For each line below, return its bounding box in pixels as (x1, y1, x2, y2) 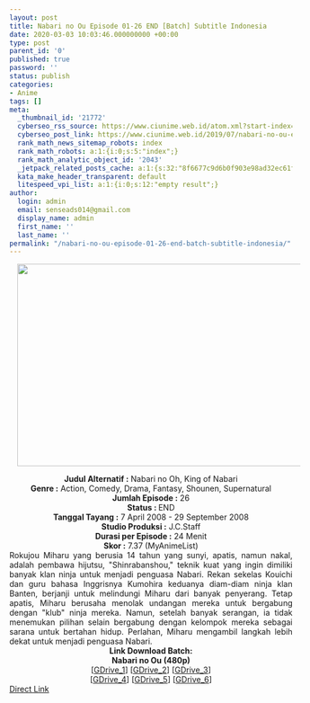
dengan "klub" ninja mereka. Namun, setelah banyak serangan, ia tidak (9, 608, 293, 618)
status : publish (9, 72, 70, 81)
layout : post (9, 13, 58, 22)
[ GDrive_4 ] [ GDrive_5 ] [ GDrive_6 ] (89, 674, 213, 685)
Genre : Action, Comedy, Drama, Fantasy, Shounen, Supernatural (30, 483, 272, 494)
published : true (9, 55, 70, 64)
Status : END (127, 503, 175, 513)
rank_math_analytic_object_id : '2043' (17, 155, 164, 165)
